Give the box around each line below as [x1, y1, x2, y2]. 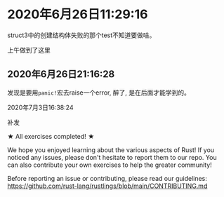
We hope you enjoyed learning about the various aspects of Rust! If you [7, 145, 215, 154]
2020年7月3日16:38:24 [7, 103, 74, 111]
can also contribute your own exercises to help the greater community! [7, 161, 212, 169]
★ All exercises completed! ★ [7, 132, 95, 140]
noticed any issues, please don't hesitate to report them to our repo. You [7, 153, 217, 161]
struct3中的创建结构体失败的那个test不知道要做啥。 [7, 31, 156, 39]
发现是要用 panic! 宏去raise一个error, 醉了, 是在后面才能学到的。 [7, 88, 191, 97]
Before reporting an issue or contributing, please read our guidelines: [7, 174, 207, 182]
